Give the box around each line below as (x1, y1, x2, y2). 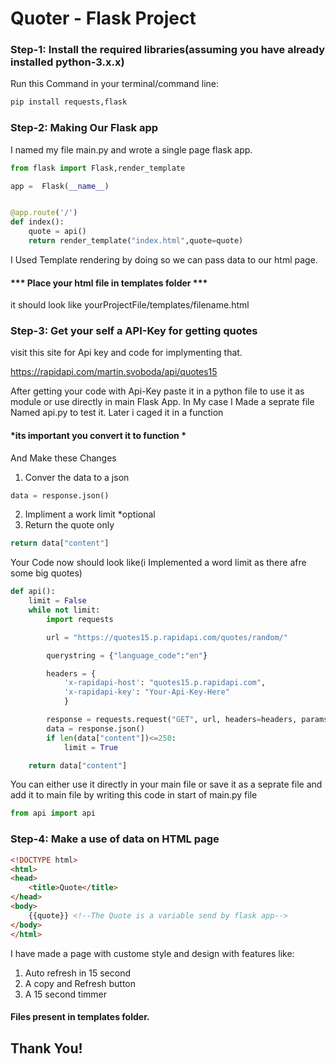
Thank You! (10, 1040, 83, 1057)
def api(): (10, 587, 56, 597)
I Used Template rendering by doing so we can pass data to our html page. (10, 253, 318, 266)
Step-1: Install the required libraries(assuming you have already (10, 43, 326, 57)
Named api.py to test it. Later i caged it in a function (10, 407, 224, 419)
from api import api (10, 808, 97, 819)
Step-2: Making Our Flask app (10, 121, 159, 135)
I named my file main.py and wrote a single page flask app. (10, 143, 253, 156)
